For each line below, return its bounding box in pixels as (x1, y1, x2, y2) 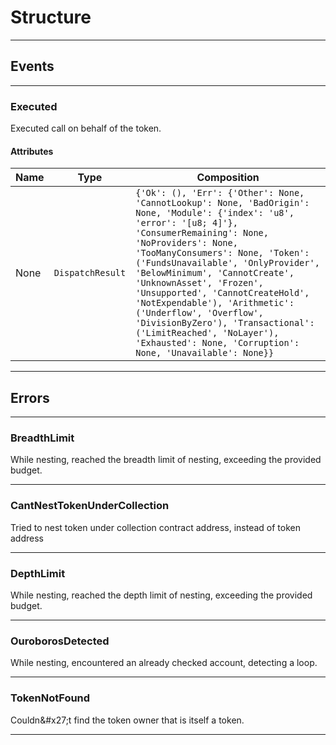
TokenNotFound (10, 691, 91, 705)
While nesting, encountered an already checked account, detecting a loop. (10, 657, 318, 669)
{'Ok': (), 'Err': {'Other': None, (135, 187, 305, 199)
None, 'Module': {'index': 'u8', (135, 207, 295, 219)
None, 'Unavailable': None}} (135, 347, 275, 359)
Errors (10, 389, 50, 406)
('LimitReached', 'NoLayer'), (135, 327, 280, 339)
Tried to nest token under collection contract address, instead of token (10, 521, 301, 533)
